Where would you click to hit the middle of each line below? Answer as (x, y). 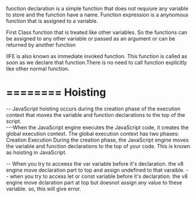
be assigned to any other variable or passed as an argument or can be (91, 38)
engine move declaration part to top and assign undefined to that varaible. (95, 170)
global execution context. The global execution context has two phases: (93, 133)
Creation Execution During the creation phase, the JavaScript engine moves (97, 140)
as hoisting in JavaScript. (37, 152)
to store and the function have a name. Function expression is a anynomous (97, 15)
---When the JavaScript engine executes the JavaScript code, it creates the (97, 127)
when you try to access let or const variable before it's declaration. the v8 (99, 176)
